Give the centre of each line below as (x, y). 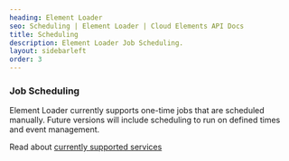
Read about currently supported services (86, 147)
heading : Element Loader (56, 18)
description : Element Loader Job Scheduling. (96, 43)
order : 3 (26, 59)
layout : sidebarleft (48, 51)
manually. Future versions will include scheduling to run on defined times (145, 120)
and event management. (55, 130)
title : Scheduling (44, 34)
